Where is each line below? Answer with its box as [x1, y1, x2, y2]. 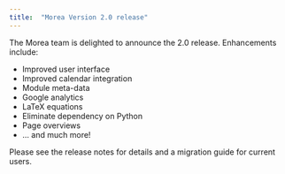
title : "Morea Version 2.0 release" [9, 12, 149, 22]
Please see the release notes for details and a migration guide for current [9, 147, 276, 157]
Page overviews [21, 120, 81, 131]
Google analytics [21, 92, 84, 102]
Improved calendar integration [21, 72, 133, 84]
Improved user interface [21, 64, 111, 74]
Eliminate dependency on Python [21, 110, 143, 121]
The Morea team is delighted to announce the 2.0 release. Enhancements [9, 37, 277, 48]
